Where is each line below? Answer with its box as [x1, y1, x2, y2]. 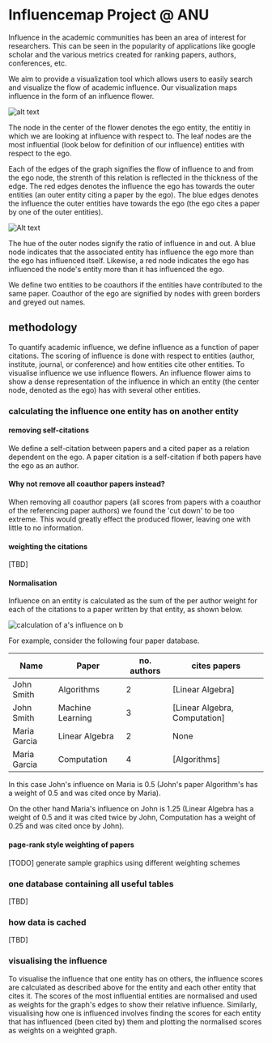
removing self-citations [8, 425, 90, 435]
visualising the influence [8, 956, 108, 967]
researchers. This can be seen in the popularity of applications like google [8, 40, 256, 50]
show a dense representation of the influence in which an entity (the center [8, 377, 260, 386]
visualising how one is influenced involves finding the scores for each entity [8, 1008, 261, 1018]
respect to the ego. [8, 148, 72, 158]
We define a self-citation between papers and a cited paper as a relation [8, 443, 249, 453]
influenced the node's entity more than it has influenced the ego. [8, 264, 225, 274]
